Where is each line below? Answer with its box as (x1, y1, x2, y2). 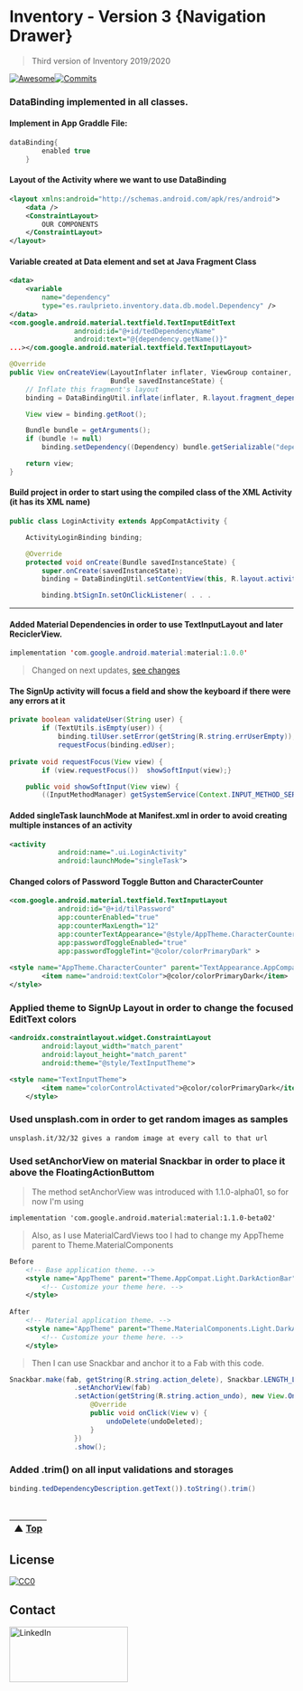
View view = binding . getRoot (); (25, 410, 147, 419)
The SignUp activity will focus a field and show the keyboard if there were (9, 685, 291, 696)
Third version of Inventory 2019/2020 (31, 55, 171, 66)
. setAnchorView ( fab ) (73, 1384, 151, 1393)
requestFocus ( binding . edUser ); (57, 741, 176, 750)
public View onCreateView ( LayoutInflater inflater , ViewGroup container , (9, 368, 293, 377)
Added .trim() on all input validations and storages (9, 1463, 234, 1476)
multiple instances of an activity (9, 819, 133, 830)
